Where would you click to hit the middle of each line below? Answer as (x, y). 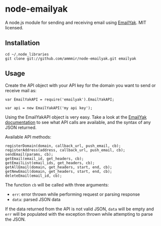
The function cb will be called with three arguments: (57, 185)
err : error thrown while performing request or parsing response (76, 194)
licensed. (14, 27)
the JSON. (15, 219)
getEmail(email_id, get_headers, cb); (44, 159)
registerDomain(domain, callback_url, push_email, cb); (63, 146)
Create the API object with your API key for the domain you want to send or (80, 85)
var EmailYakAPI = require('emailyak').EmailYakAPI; (60, 99)
